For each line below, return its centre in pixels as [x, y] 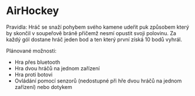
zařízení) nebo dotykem [43, 87]
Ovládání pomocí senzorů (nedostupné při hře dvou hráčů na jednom [98, 81]
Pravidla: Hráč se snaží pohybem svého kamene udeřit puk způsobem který [98, 27]
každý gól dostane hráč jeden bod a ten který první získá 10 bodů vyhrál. [94, 39]
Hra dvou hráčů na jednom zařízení [57, 68]
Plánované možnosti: [31, 50]
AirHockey [33, 11]
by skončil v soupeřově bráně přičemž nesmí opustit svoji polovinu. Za [91, 33]
